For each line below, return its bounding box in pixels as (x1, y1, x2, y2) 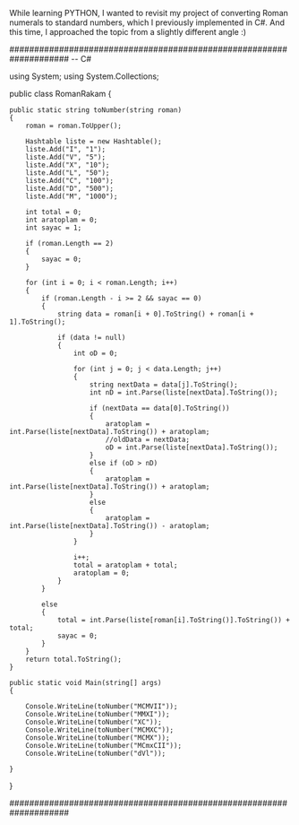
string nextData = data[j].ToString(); (89, 380, 239, 389)
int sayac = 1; (25, 223, 82, 232)
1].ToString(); (9, 317, 66, 326)
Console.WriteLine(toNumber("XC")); (25, 717, 163, 726)
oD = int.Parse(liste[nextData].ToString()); (105, 443, 278, 452)
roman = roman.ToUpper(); (25, 121, 123, 130)
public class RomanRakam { (9, 89, 112, 99)
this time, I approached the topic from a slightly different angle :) (9, 27, 247, 37)
